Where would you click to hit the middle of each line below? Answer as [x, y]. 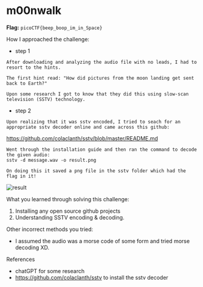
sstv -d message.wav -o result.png [51, 160]
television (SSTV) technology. [46, 99]
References [21, 259]
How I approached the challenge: [48, 39]
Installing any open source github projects [67, 211]
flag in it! [21, 176]
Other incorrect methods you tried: [50, 229]
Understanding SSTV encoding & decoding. [70, 217]
